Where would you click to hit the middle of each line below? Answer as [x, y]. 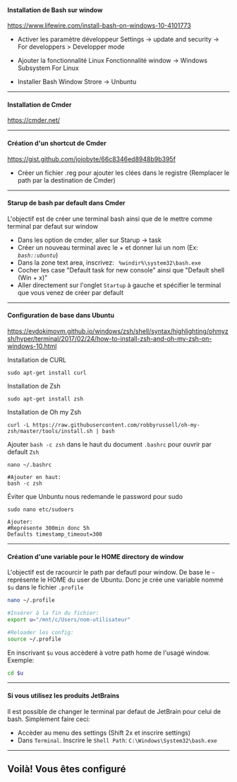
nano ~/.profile [31, 600]
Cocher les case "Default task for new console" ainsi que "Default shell [121, 270]
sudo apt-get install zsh [45, 399]
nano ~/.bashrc [30, 465]
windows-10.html [32, 346]
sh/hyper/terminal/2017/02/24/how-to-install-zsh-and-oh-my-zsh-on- [110, 339]
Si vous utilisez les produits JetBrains [63, 696]
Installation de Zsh [34, 386]
